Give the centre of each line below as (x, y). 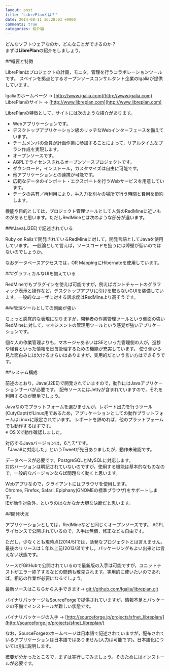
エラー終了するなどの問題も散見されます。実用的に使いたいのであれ (90, 572)
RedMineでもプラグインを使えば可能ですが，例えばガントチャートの (77, 285)
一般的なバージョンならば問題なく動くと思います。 (67, 473)
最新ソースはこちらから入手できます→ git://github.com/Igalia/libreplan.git (82, 589)
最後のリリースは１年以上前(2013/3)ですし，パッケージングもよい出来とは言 (85, 548)
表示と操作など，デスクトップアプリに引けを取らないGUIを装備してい (91, 291)
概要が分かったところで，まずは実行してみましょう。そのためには (74, 657)
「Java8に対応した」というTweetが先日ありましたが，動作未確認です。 (80, 450)
